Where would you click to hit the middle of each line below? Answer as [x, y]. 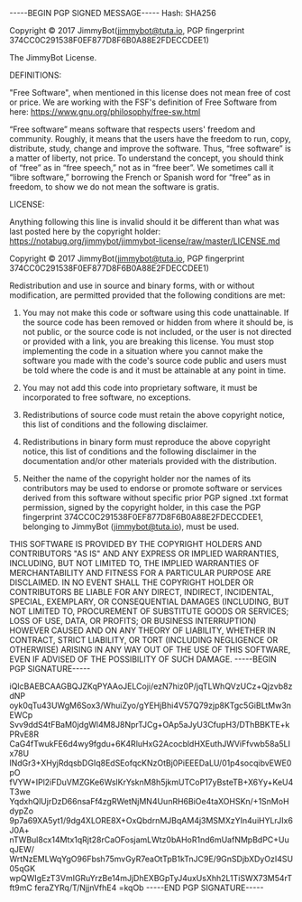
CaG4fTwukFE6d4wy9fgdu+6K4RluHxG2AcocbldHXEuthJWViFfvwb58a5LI [150, 744]
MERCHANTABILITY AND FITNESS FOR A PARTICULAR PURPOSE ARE [141, 573]
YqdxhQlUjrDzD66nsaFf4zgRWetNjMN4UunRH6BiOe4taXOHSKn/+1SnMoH [150, 801]
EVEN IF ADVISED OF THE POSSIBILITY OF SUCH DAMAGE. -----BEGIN [143, 659]
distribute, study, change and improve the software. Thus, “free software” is [150, 149]
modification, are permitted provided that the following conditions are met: [147, 295]
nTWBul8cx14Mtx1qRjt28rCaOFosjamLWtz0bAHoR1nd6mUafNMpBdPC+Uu [150, 840]
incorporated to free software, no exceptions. [107, 397]
